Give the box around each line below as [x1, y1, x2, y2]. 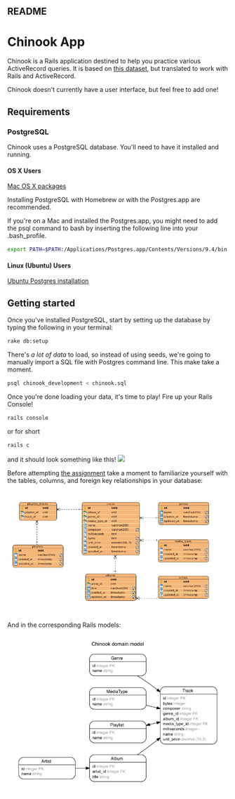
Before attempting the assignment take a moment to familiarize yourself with [7, 468, 228, 477]
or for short [7, 427, 41, 435]
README [7, 6, 47, 18]
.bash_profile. [7, 232, 47, 240]
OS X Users [7, 166, 41, 175]
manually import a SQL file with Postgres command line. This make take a [7, 357, 220, 366]
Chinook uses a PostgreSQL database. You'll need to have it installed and [7, 143, 220, 152]
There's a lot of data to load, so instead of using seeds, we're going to [7, 350, 211, 359]
